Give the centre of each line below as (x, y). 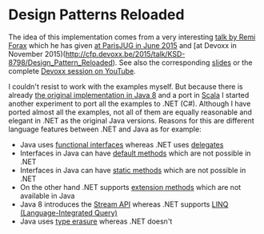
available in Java (47, 196)
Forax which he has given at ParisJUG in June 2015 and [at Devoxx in (123, 45)
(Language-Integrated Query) (68, 212)
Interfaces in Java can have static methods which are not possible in (133, 170)
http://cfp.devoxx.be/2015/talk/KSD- (125, 54)
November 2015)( (37, 54)
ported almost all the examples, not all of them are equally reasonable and (130, 112)
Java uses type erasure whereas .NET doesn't (96, 221)
